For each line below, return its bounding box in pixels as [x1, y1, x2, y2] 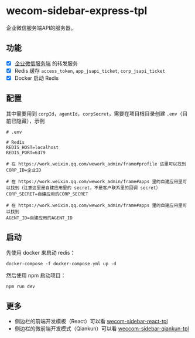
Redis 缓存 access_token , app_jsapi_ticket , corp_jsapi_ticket [14, 67, 166, 74]
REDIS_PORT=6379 [6, 150, 46, 156]
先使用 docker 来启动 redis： [6, 249, 76, 256]
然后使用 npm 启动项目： [6, 272, 66, 279]
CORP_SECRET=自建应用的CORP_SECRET [6, 191, 89, 197]
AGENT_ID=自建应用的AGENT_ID [6, 215, 73, 221]
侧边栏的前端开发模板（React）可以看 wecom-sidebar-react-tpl [14, 318, 168, 325]
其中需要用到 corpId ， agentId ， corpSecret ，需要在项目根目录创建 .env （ [6, 110, 183, 117]
